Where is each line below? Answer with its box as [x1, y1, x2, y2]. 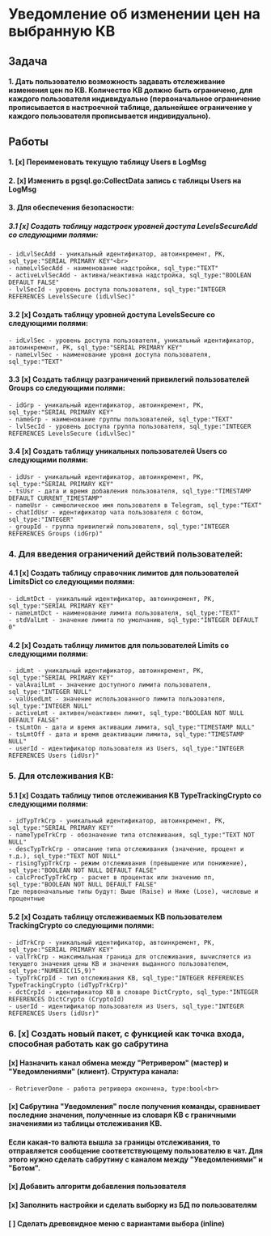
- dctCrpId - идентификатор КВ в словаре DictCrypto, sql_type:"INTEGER [8, 988, 259, 996]
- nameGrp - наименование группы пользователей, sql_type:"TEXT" [8, 415, 233, 423]
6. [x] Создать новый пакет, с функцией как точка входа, [8, 1028, 245, 1039]
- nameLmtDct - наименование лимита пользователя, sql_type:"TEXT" [8, 609, 241, 617]
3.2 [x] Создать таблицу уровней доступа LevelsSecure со [8, 309, 216, 320]
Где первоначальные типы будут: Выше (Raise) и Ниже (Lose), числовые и [8, 887, 259, 896]
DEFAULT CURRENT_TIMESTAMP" [8, 494, 104, 502]
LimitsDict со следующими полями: [8, 577, 135, 586]
